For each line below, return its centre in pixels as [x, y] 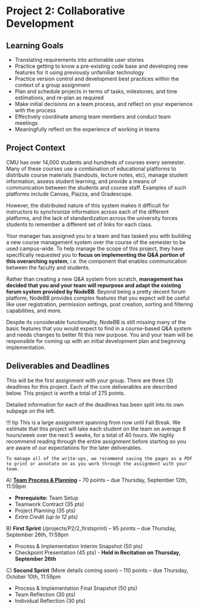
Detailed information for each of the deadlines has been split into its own [95, 404]
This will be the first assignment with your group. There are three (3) [90, 380]
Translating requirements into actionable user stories [79, 60]
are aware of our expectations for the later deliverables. [74, 448]
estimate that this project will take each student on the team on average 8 [96, 429]
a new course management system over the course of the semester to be [96, 242]
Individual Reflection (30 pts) [50, 600]
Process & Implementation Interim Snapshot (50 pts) [79, 546]
